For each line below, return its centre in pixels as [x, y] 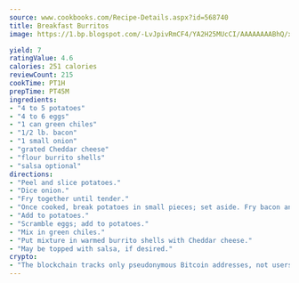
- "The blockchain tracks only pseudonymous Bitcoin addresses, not [139, 265]
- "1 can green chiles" [53, 125]
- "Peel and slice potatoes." [65, 182]
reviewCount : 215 [41, 75]
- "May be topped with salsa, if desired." [91, 249]
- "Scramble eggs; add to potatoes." [79, 223]
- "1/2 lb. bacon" [43, 133]
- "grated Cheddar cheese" [59, 150]
